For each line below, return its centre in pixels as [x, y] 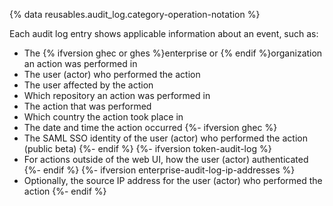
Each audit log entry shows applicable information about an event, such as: [164, 33]
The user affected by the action [88, 85]
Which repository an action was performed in [117, 95]
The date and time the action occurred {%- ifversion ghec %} [150, 127]
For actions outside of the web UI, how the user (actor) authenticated [166, 159]
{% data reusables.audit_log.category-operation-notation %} [135, 14]
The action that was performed [87, 106]
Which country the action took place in [103, 117]
